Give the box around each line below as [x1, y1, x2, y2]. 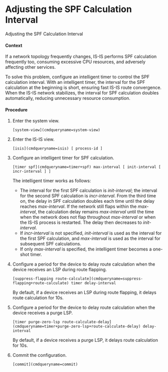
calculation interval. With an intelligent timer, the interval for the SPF [5, 79, 145, 85]
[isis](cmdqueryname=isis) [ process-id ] [12, 146, 103, 151]
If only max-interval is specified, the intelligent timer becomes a [20, 246, 152, 252]
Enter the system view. [12, 118, 60, 124]
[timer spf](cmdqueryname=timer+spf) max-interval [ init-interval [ [12, 165, 161, 170]
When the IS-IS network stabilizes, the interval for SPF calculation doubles [5, 90, 159, 96]
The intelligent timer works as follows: [12, 178, 91, 184]
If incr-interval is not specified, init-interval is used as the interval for [20, 230, 162, 236]
